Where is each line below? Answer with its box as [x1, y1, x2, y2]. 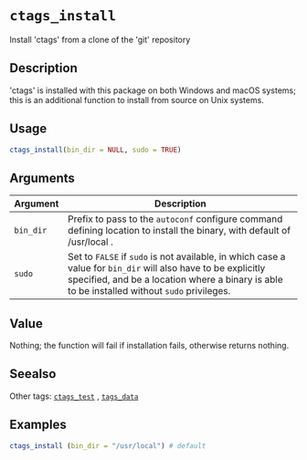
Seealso [9, 366, 57, 382]
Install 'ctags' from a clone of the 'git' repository [9, 34, 191, 45]
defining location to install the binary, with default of [68, 225, 291, 237]
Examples [9, 417, 67, 433]
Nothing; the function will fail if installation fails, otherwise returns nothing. [9, 340, 290, 351]
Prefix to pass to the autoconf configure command [68, 213, 283, 225]
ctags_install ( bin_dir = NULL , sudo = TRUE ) [9, 145, 182, 154]
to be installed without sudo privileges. [68, 285, 231, 298]
